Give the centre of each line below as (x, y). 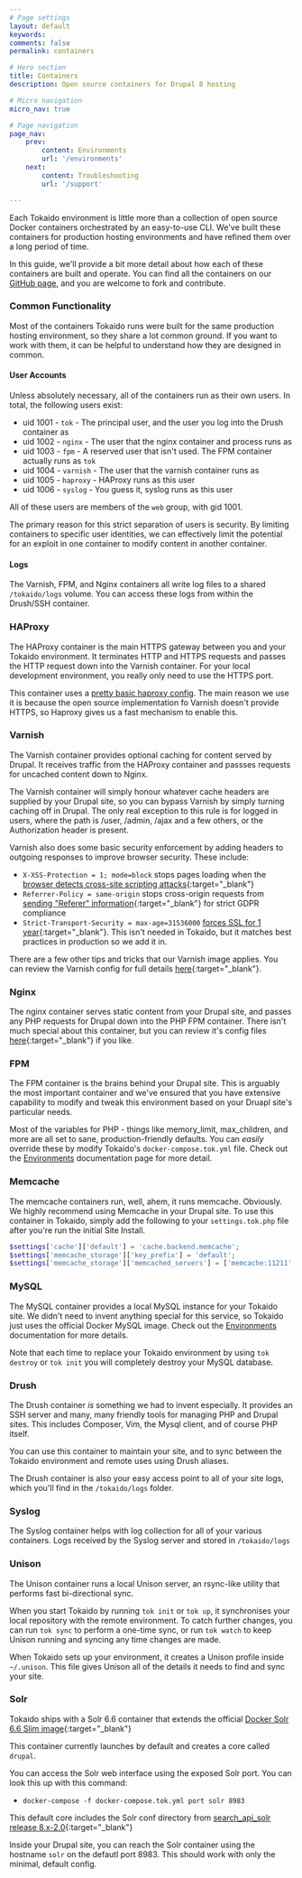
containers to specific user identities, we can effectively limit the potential (146, 534)
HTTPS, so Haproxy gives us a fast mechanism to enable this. (124, 712)
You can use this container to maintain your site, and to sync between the (146, 1451)
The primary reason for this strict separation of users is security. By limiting (150, 525)
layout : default (40, 26)
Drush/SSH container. (50, 603)
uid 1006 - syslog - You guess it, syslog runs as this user (128, 489)
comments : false (40, 43)
